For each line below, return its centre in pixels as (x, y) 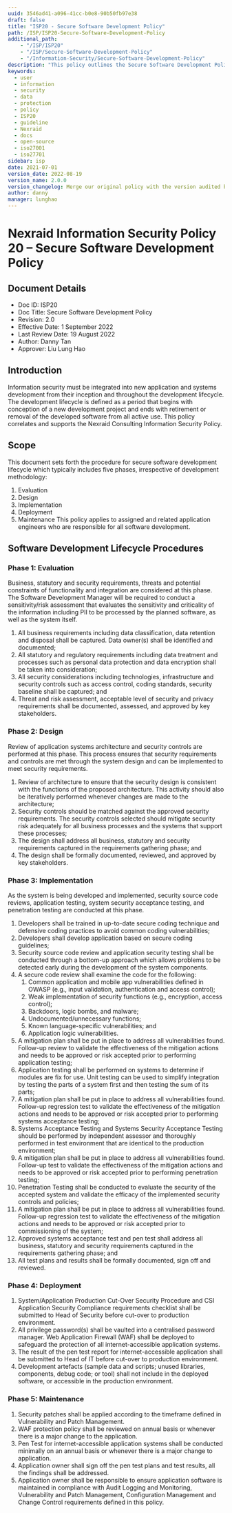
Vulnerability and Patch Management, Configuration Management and (117, 1494)
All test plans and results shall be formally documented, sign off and (114, 1260)
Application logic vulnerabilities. (73, 1033)
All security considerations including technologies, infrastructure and (116, 677)
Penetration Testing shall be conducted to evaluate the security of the (117, 1187)
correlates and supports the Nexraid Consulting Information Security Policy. (115, 423)
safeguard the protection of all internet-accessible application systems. (119, 1345)
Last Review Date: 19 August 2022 (66, 334)
